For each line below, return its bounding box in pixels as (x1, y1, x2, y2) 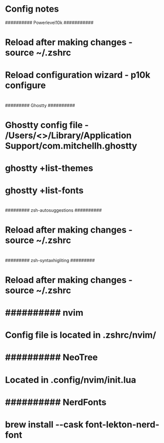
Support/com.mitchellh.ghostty (5, 140, 138, 151)
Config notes (5, 3, 59, 15)
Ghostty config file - (5, 119, 89, 131)
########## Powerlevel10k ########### (5, 20, 94, 25)
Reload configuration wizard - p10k (5, 69, 151, 81)
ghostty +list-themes (5, 162, 94, 174)
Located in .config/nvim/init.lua (5, 374, 136, 385)
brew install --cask (5, 419, 84, 430)
